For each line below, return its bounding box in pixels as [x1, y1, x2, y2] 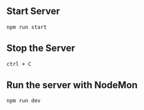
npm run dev [6, 98, 41, 104]
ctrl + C [6, 60, 32, 67]
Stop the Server [6, 43, 76, 54]
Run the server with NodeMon [6, 79, 138, 91]
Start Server [6, 5, 60, 17]
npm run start [6, 23, 48, 30]
